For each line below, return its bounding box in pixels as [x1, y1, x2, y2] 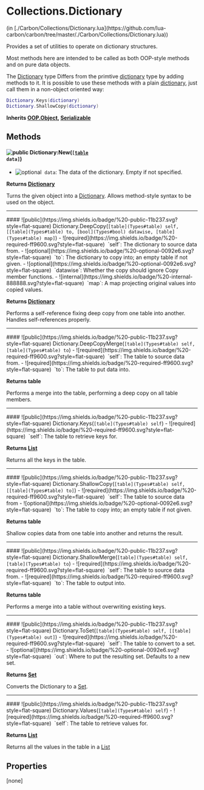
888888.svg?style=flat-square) [6, 280, 84, 287]
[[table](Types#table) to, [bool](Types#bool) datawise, [6, 229, 154, 235]
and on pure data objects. [6, 61, 71, 68]
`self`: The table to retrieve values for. [54, 719, 148, 727]
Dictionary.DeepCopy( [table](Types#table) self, [52, 223, 179, 230]
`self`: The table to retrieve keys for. [28, 433, 118, 440]
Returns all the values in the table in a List [6, 743, 110, 750]
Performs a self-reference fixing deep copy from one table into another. [6, 310, 186, 317]
